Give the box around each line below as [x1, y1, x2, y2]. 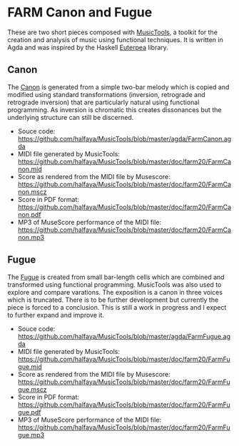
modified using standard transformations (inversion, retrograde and [7, 90, 205, 98]
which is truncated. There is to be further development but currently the [7, 295, 219, 304]
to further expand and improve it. [7, 310, 105, 319]
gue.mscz [17, 385, 48, 393]
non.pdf [17, 210, 41, 218]
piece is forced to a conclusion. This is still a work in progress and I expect [7, 303, 227, 311]
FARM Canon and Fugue [7, 4, 153, 21]
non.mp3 [17, 233, 45, 241]
